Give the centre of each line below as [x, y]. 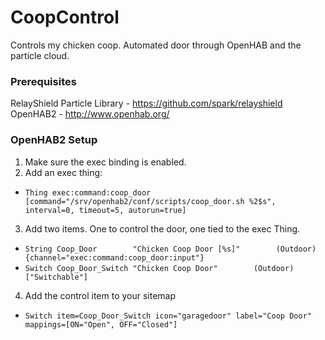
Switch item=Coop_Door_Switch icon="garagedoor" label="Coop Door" [168, 316]
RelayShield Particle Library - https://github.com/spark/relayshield [146, 103]
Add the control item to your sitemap [100, 295]
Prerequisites [43, 81]
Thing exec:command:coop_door [88, 192]
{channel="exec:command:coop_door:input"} [114, 257]
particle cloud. [40, 55]
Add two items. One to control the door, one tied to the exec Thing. [162, 228]
